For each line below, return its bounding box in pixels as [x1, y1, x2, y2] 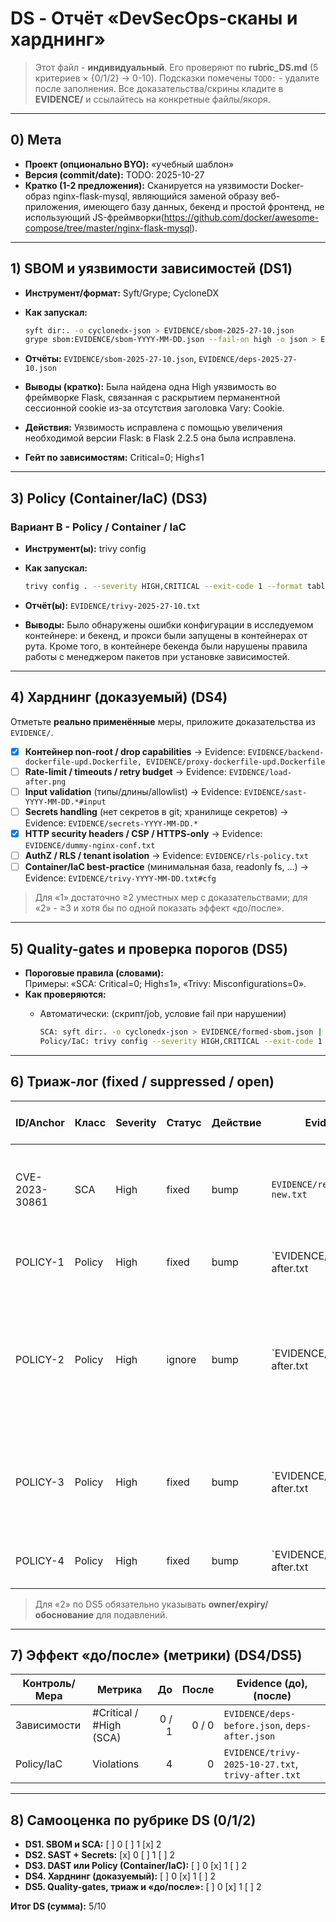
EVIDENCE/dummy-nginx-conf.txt [24, 841, 156, 851]
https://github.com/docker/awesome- [163, 211, 320, 223]
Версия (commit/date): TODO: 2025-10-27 [24, 168, 205, 181]
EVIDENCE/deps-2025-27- [198, 355, 298, 365]
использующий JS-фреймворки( [24, 211, 165, 223]
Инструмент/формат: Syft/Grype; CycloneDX [24, 287, 220, 299]
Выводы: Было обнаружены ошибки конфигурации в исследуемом [24, 618, 314, 631]
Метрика [96, 1683, 143, 1697]
